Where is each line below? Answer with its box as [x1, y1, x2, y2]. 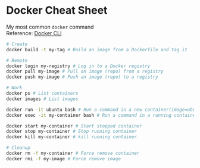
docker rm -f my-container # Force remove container [6, 150, 140, 157]
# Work [6, 85, 23, 91]
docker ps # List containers [6, 91, 79, 97]
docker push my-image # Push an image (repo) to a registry [6, 74, 159, 80]
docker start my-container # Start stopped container [6, 123, 143, 129]
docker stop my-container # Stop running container [6, 129, 137, 135]
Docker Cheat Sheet [6, 4, 108, 17]
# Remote [6, 57, 28, 63]
